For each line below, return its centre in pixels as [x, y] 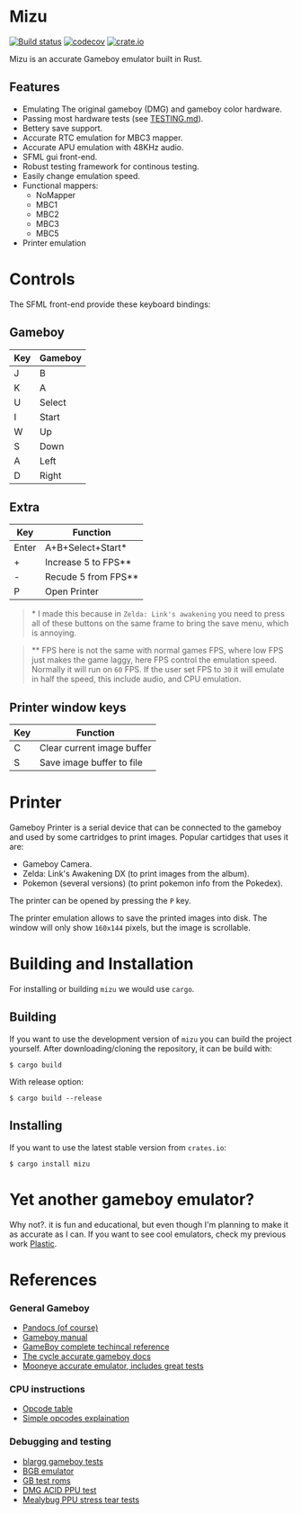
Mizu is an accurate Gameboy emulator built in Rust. [106, 59]
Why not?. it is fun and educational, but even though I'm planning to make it [149, 1224]
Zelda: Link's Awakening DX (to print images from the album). [136, 874]
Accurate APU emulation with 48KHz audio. [103, 147]
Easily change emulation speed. [81, 176]
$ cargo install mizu [50, 1164]
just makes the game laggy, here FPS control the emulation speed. [154, 660]
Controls [42, 279]
